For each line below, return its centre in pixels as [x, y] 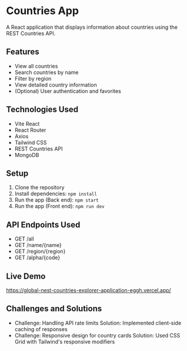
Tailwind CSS [31, 142]
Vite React [27, 123]
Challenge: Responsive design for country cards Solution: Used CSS [97, 335]
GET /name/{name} [38, 245]
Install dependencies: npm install [56, 194]
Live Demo [26, 276]
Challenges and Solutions [54, 309]
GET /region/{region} [40, 252]
